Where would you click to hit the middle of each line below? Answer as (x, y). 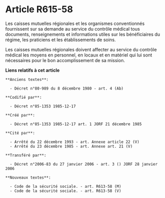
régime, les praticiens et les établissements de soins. (60, 40)
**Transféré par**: (26, 155)
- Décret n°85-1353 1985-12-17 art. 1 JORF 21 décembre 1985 (76, 124)
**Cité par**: (20, 133)
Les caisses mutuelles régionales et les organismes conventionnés (75, 23)
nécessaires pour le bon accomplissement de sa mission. (65, 60)
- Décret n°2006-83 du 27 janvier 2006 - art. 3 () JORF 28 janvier (84, 164)
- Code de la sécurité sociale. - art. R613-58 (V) (66, 191)
